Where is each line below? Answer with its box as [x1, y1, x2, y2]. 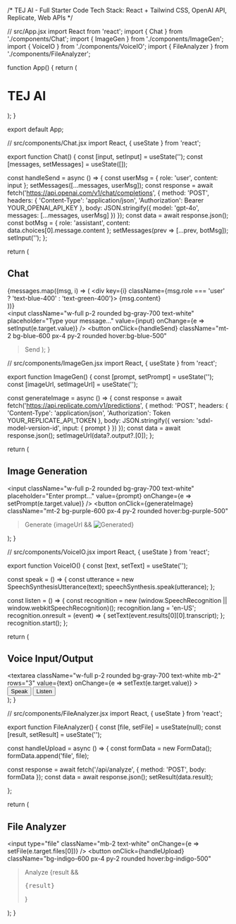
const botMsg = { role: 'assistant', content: [7, 218, 130, 227]
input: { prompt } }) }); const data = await [62, 424, 181, 432]
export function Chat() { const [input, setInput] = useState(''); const [7, 152, 203, 161]
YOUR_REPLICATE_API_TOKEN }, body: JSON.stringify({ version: [7, 416, 195, 424]
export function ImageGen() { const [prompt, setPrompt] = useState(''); [7, 372, 214, 380]
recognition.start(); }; [7, 618, 68, 627]
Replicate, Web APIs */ [7, 13, 73, 22]
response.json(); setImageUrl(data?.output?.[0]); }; [7, 431, 154, 440]
